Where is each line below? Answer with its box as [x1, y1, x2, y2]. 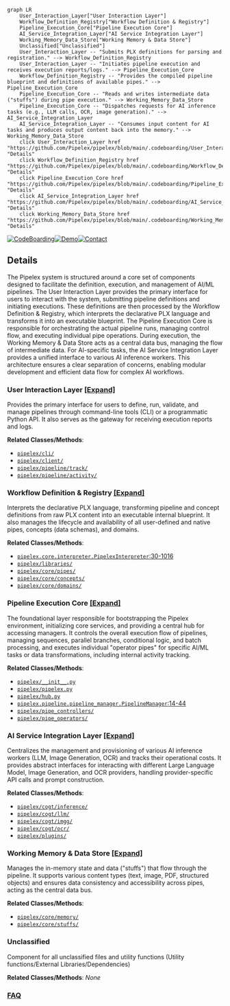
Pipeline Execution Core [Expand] [7, 598, 121, 608]
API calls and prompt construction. [7, 776, 105, 784]
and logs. [7, 422, 34, 431]
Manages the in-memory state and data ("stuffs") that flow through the [7, 864, 207, 872]
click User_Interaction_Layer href [19, 139, 121, 146]
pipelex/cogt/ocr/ [16, 825, 70, 832]
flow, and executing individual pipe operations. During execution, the [7, 331, 201, 339]
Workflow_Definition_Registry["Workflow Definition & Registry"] [19, 19, 210, 25]
